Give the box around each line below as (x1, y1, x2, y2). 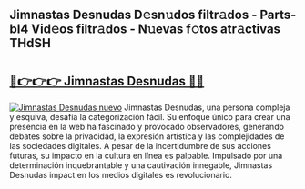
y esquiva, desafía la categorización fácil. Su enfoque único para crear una (9, 112, 290, 122)
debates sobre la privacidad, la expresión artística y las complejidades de (9, 131, 285, 142)
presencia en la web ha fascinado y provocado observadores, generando (9, 122, 285, 132)
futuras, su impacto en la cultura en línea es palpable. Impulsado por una (9, 150, 283, 161)
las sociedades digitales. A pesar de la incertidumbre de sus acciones (9, 141, 271, 151)
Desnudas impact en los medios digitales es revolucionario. (9, 170, 232, 180)
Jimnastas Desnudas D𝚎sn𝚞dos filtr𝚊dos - (9, 7, 258, 23)
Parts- (259, 7, 297, 23)
